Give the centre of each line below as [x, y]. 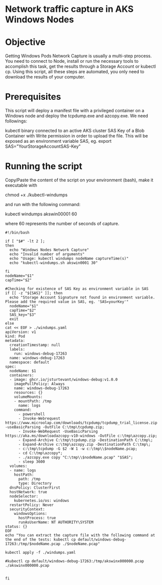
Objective [25, 42]
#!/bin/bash [17, 233]
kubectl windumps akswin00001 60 [41, 214]
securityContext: [27, 509]
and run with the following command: [43, 204]
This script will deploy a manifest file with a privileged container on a [75, 111]
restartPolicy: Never [32, 505]
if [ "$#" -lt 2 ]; [25, 241]
